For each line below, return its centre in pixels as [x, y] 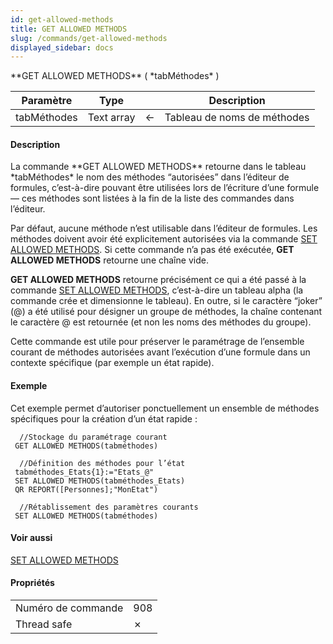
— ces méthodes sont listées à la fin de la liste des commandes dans [152, 198]
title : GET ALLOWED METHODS [69, 29]
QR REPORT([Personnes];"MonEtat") [86, 489]
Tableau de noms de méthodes [237, 118]
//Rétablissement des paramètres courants [109, 507]
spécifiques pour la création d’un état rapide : [104, 418]
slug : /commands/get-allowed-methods [89, 38]
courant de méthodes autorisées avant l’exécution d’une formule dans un [160, 352]
